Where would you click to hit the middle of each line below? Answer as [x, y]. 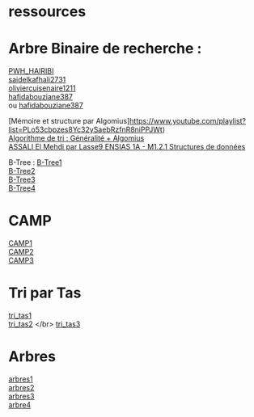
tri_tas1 [20, 315]
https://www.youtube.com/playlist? [188, 121]
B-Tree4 [22, 188]
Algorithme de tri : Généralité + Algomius [76, 138]
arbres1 [21, 379]
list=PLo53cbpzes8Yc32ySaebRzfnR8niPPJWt [86, 130]
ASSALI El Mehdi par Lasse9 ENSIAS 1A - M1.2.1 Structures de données [127, 147]
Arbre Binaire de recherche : [105, 49]
